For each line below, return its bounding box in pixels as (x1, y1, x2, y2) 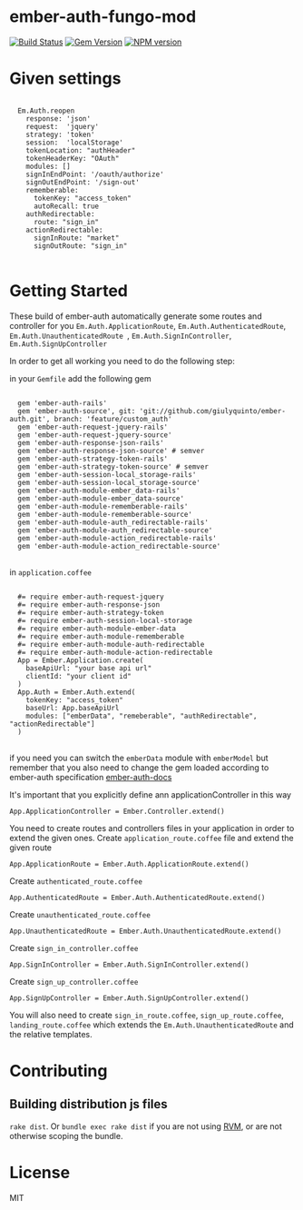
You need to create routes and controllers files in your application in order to (9, 822, 295, 833)
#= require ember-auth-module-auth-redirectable (17, 640, 205, 649)
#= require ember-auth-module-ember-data (17, 624, 177, 633)
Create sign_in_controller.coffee (9, 942, 139, 953)
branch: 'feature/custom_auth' (54, 414, 172, 423)
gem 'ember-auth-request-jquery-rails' (17, 422, 169, 431)
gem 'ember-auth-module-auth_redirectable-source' (17, 525, 213, 535)
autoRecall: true (33, 202, 100, 211)
